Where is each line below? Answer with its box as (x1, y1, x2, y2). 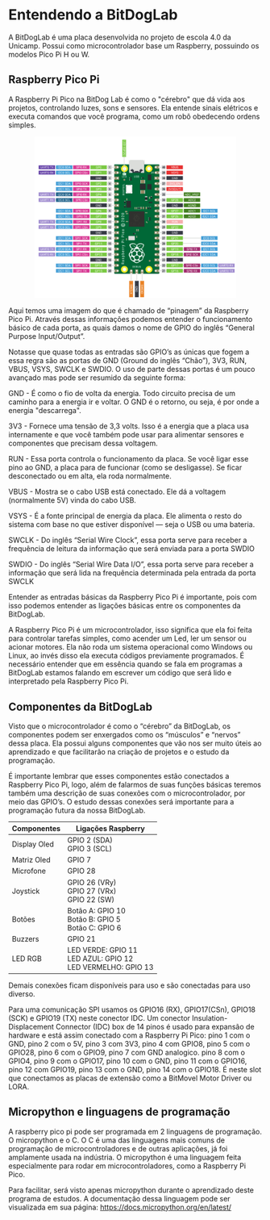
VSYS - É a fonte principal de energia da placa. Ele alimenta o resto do (8, 511, 243, 521)
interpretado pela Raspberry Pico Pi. (8, 676, 129, 687)
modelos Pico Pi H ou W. (8, 49, 90, 59)
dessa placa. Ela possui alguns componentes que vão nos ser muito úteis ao (8, 738, 262, 748)
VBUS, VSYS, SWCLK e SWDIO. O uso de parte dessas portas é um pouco (8, 365, 255, 374)
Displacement (8, 1022, 55, 1031)
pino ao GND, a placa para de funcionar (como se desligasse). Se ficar (8, 462, 243, 473)
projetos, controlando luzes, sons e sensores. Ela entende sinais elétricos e (8, 102, 259, 112)
